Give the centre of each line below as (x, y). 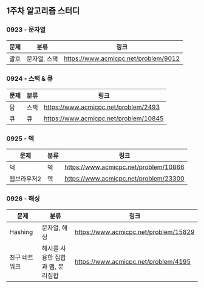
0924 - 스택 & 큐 (30, 78)
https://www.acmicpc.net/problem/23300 (124, 179)
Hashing (21, 231)
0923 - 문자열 (26, 30)
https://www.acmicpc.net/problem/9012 (122, 58)
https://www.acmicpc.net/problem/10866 (124, 167)
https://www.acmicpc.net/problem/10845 (104, 118)
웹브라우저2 (25, 179)
